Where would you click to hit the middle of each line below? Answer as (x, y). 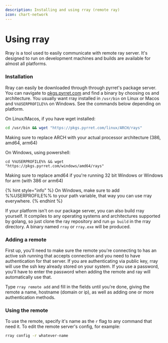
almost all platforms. (26, 64)
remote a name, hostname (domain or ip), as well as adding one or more (79, 292)
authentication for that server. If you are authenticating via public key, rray (81, 261)
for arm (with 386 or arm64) (34, 180)
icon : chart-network (27, 15)
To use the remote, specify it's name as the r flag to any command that (78, 321)
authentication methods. (30, 297)
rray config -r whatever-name (37, 336)
